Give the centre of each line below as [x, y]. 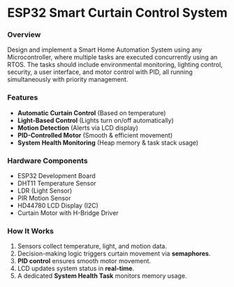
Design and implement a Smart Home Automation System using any [105, 50]
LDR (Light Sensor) [45, 191]
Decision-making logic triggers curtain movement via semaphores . [114, 253]
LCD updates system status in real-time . [76, 268]
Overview [24, 35]
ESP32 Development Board [56, 176]
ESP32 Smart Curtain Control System [117, 13]
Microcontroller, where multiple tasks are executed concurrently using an [112, 57]
